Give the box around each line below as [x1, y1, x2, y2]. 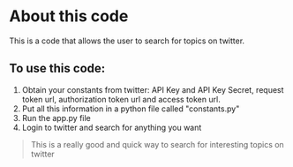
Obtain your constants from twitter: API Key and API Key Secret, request [21, 84, 284, 95]
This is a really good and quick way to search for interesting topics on [30, 139, 284, 149]
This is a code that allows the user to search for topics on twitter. [9, 35, 245, 46]
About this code [9, 6, 129, 27]
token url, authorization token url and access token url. [21, 94, 221, 104]
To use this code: [9, 61, 106, 76]
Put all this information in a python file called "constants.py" [21, 103, 240, 114]
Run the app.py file [21, 112, 91, 123]
